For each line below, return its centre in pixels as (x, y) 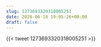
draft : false (22, 22)
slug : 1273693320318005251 (39, 11)
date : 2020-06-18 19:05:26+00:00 (47, 17)
